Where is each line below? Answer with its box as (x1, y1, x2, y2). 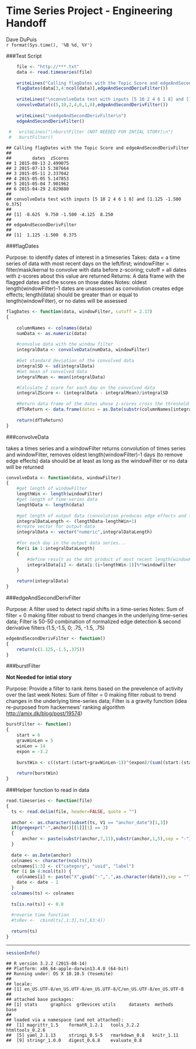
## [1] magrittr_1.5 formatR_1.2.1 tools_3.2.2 (6, 1022, 140, 1028)
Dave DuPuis (6, 36, 37, 43)
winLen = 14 (16, 743, 45, 749)
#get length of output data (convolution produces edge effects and (16, 512, 187, 519)
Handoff (6, 16, 47, 30)
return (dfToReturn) (16, 417, 64, 423)
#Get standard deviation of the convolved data (16, 358, 134, 364)
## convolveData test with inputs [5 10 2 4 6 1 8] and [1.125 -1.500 (6, 196, 181, 203)
